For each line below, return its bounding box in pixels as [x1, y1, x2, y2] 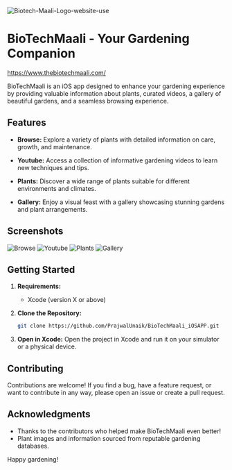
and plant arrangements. [17, 205, 88, 213]
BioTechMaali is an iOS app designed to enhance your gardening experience [7, 82, 225, 90]
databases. [17, 442, 50, 450]
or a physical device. [17, 342, 77, 351]
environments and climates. [17, 184, 97, 192]
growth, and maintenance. [17, 142, 92, 151]
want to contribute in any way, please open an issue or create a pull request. [7, 389, 225, 397]
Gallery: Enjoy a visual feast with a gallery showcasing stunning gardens [17, 198, 225, 206]
